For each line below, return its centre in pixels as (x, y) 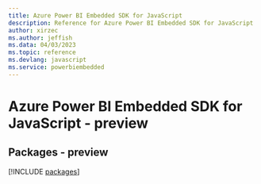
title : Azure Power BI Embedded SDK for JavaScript (95, 15)
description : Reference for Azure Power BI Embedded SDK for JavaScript (131, 23)
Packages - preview (58, 153)
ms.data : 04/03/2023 (42, 45)
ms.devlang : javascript (48, 60)
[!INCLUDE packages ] (44, 171)
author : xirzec (33, 30)
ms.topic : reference (42, 52)
